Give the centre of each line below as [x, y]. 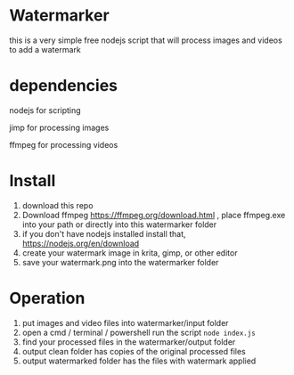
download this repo [57, 205]
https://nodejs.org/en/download [81, 243]
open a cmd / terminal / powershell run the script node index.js [139, 332]
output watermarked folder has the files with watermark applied [139, 361]
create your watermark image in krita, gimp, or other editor [130, 253]
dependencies [64, 86]
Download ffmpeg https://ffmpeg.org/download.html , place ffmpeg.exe [154, 215]
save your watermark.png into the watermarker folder [120, 262]
